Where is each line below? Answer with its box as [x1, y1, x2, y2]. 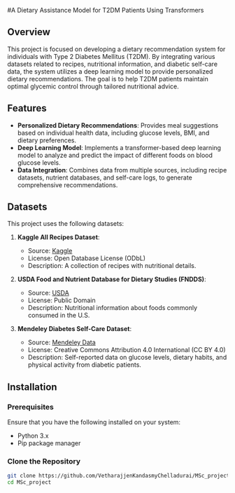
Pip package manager [17, 439, 81, 447]
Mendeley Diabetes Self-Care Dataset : [17, 325, 131, 333]
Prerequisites [7, 402, 54, 412]
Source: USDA [27, 289, 70, 297]
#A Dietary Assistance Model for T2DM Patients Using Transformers [7, 6, 204, 14]
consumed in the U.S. [27, 311, 90, 320]
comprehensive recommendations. [17, 180, 118, 189]
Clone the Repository [7, 457, 81, 466]
